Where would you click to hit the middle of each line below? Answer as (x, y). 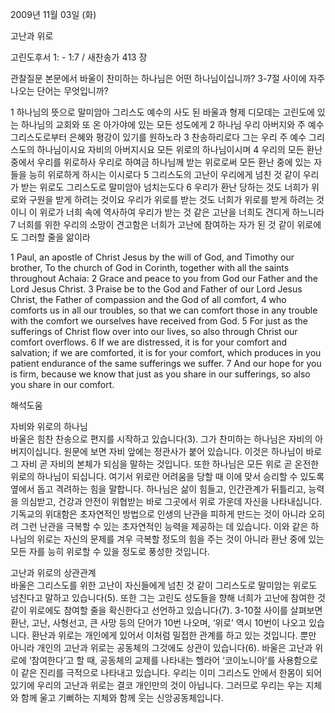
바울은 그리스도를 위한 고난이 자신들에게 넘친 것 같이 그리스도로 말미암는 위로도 (164, 585)
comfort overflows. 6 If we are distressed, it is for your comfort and (149, 342)
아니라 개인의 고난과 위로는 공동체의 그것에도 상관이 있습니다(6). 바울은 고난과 (161, 647)
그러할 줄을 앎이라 (55, 237)
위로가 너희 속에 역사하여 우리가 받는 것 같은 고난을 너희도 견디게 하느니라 (182, 212)
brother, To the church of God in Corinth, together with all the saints (150, 267)
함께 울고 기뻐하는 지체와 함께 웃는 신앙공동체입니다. (122, 697)
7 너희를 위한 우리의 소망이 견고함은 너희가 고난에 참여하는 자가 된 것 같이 (152, 224)
